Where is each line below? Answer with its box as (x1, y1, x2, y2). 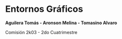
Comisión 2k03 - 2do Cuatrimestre (5, 29, 78, 35)
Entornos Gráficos (5, 3, 83, 15)
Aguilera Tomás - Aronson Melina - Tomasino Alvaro (5, 20, 117, 26)
